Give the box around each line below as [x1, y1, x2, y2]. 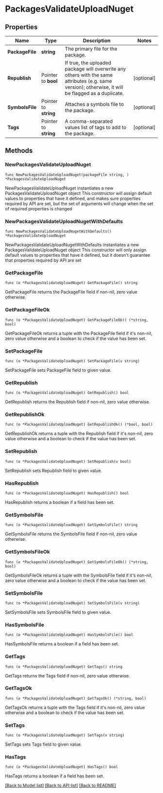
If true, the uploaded [65, 59, 112, 66]
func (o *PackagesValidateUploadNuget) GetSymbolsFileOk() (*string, [5, 559, 149, 565]
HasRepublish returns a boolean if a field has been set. [5, 499, 115, 505]
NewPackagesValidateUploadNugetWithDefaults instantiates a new [5, 242, 139, 247]
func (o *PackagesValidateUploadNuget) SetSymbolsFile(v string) [5, 601, 140, 605]
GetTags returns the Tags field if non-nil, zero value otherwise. [5, 673, 130, 679]
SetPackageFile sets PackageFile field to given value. [5, 367, 112, 373]
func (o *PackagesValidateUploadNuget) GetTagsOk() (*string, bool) [5, 696, 147, 701]
